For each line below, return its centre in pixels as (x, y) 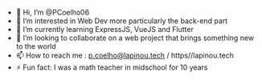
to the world (36, 46)
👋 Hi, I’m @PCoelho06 (53, 12)
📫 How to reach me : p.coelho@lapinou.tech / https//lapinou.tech (125, 55)
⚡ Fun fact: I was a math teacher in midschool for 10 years (112, 67)
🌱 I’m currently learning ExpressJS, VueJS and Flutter (105, 29)
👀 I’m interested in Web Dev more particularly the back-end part (122, 21)
